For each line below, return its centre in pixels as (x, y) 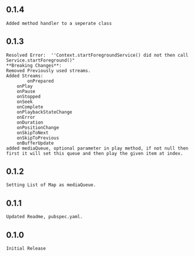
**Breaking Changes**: (34, 65)
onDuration (30, 122)
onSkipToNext (33, 132)
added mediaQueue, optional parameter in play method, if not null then (97, 148)
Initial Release (26, 249)
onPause (26, 91)
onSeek (25, 102)
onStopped (29, 96)
